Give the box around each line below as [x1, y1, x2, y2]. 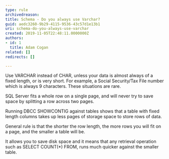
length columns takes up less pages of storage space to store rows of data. [5, 114, 162, 120]
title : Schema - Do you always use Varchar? [5, 17, 100, 22]
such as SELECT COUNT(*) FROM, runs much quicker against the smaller [5, 144, 159, 150]
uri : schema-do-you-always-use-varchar [5, 26, 89, 31]
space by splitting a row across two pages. [5, 98, 94, 104]
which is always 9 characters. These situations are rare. [5, 83, 121, 89]
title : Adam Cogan [10, 45, 49, 50]
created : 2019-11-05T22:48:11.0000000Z [5, 31, 89, 36]
